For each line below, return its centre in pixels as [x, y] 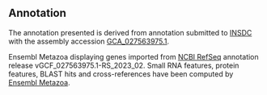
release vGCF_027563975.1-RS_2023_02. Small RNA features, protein [124, 65]
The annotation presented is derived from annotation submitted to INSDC [130, 32]
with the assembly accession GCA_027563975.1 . [89, 41]
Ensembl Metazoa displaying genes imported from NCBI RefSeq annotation [133, 56]
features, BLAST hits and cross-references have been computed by [121, 74]
